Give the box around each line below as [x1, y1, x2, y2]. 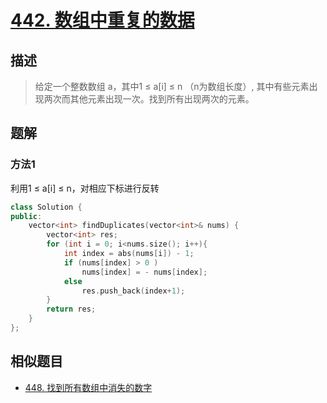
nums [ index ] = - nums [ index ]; [81, 267, 208, 277]
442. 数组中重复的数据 [10, 9, 195, 32]
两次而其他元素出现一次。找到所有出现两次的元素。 [43, 93, 255, 105]
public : [10, 211, 43, 221]
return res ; [46, 304, 97, 315]
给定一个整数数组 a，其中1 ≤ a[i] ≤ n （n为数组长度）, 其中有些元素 [34, 81, 310, 92]
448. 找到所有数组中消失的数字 [24, 381, 153, 393]
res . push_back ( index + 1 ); [81, 286, 186, 296]
